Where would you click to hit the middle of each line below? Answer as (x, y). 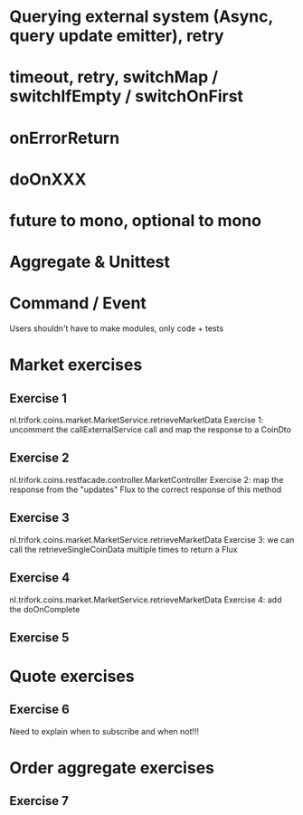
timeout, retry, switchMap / (114, 77)
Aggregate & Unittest (90, 262)
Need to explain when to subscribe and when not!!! (104, 731)
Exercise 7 (39, 801)
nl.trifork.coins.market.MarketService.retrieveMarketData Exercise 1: (137, 420)
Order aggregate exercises (112, 768)
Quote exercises (72, 677)
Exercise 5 (39, 637)
